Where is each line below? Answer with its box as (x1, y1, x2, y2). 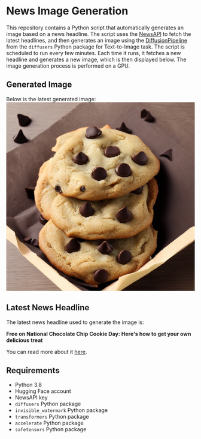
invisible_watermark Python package (14, 407, 108, 414)
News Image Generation (6, 4, 129, 18)
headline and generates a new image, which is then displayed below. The (6, 56, 187, 63)
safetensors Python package (14, 426, 87, 433)
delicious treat (6, 337, 43, 344)
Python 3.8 (14, 382, 42, 389)
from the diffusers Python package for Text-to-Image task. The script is (6, 43, 185, 50)
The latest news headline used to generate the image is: (6, 319, 145, 326)
